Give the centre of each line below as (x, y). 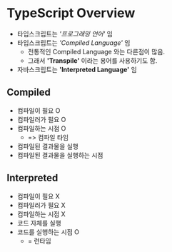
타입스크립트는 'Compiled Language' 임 (74, 42)
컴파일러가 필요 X (41, 205)
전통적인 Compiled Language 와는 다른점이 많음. (96, 51)
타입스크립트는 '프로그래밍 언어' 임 (65, 34)
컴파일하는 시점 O (41, 128)
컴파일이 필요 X (38, 196)
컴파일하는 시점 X (41, 214)
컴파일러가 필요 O (41, 119)
